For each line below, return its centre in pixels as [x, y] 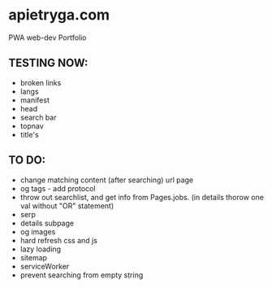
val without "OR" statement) [67, 206]
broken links [41, 82]
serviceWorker [45, 266]
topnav [32, 126]
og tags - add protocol [58, 188]
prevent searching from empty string [82, 275]
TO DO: [27, 160]
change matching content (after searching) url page [107, 180]
